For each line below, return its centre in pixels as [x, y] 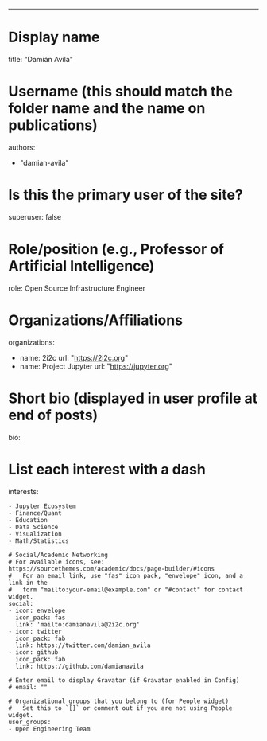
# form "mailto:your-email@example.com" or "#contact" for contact [126, 590]
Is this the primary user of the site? [126, 195]
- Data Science [33, 527]
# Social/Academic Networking [58, 555]
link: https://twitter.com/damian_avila [83, 645]
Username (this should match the [120, 92]
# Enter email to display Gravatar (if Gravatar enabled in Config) [124, 680]
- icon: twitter [35, 631]
